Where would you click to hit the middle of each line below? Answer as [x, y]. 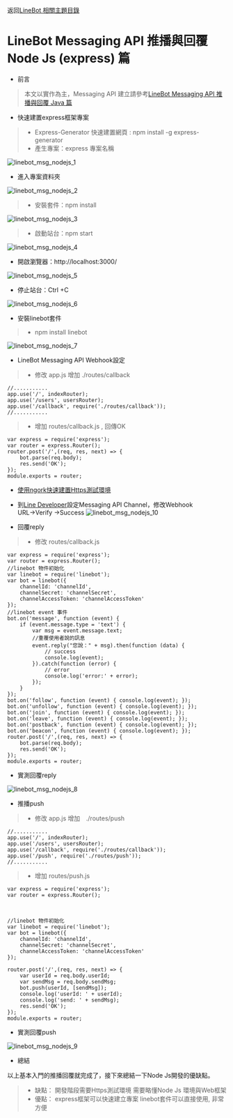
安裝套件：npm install [65, 205]
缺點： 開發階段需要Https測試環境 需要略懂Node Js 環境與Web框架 [130, 1090]
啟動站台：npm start [64, 233]
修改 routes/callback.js [67, 542]
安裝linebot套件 [39, 318]
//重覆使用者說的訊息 [59, 638]
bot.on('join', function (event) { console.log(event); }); [96, 712]
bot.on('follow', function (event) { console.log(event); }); [99, 700]
